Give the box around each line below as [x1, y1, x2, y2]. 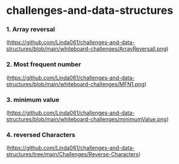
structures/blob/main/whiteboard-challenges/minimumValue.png [6, 116, 167, 123]
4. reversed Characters [6, 131, 75, 139]
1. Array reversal [6, 25, 55, 34]
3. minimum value [6, 95, 60, 104]
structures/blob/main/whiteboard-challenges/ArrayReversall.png [6, 45, 167, 52]
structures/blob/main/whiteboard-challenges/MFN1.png [6, 80, 145, 87]
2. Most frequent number [6, 60, 81, 69]
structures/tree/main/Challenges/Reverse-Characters [6, 151, 139, 158]
